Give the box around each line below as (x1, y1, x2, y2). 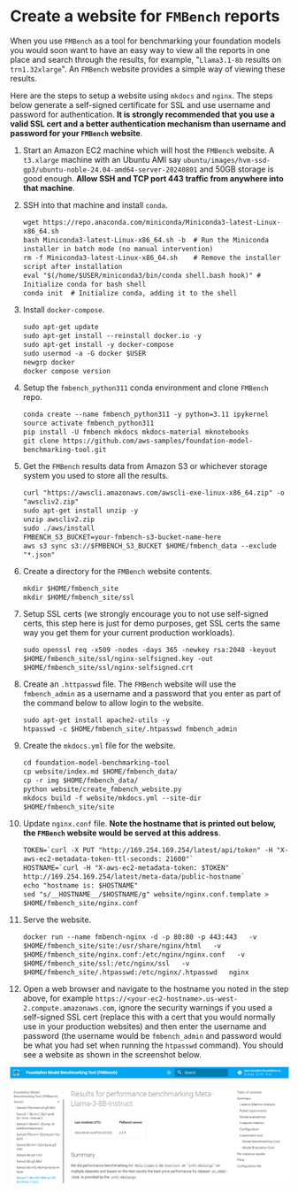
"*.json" (22, 550, 56, 559)
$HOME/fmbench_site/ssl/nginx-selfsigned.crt (22, 663, 194, 672)
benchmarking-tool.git (22, 445, 107, 454)
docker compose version (22, 366, 111, 375)
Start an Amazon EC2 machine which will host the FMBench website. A (22, 144, 275, 156)
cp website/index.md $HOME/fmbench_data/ (22, 767, 178, 776)
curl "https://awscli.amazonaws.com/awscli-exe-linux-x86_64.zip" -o (22, 488, 286, 497)
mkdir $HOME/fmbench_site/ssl (22, 593, 135, 602)
